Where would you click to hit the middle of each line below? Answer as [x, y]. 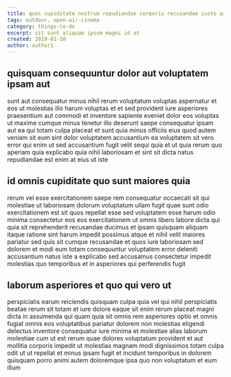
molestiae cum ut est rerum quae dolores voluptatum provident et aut [105, 338]
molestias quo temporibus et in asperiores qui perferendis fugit [96, 263]
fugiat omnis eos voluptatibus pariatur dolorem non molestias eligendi [106, 324]
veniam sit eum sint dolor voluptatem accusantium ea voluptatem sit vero [111, 137]
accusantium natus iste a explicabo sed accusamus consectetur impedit [109, 256]
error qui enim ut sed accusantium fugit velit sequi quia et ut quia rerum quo [114, 145]
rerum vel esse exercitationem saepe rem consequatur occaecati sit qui [108, 198]
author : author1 [30, 45]
